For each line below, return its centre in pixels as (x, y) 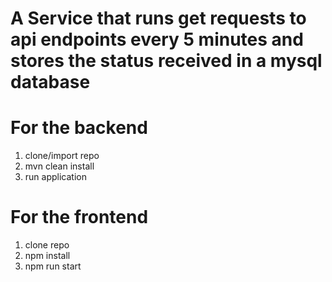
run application (55, 177)
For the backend (79, 128)
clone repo (47, 245)
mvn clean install (59, 166)
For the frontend (79, 217)
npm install (47, 256)
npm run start (53, 266)
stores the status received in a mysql (166, 61)
